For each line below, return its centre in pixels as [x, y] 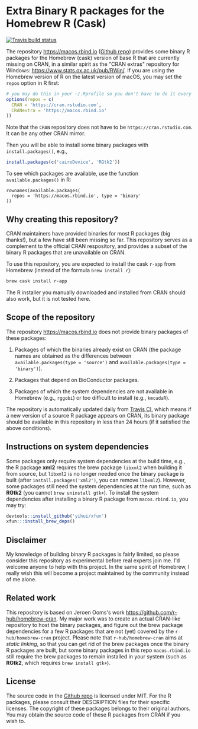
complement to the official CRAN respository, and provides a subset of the [97, 246]
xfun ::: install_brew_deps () [41, 521]
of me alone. [21, 580]
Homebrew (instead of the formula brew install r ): [69, 270]
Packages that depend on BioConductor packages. [77, 380]
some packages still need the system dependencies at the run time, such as [99, 486]
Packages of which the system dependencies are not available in [94, 391]
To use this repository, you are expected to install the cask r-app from [91, 264]
